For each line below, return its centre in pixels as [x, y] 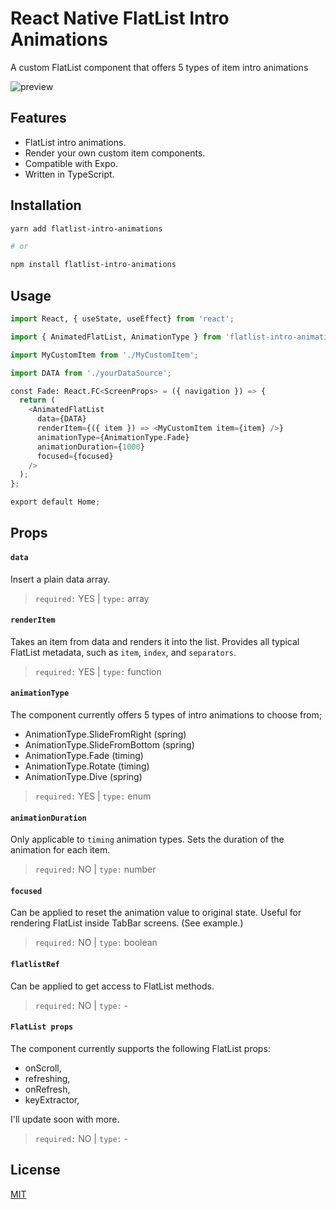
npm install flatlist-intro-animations [93, 265]
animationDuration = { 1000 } [90, 447]
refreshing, [47, 1078]
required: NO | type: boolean [96, 943]
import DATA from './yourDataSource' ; [91, 373]
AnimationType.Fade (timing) [84, 755]
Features [38, 118]
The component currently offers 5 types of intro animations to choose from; [166, 715]
